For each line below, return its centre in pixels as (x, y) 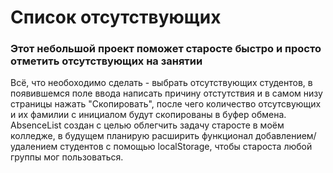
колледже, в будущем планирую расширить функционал (132, 136)
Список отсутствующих (116, 17)
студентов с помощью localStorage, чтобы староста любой (186, 147)
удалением (34, 147)
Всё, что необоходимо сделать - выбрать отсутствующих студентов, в (161, 83)
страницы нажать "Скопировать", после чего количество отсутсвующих (166, 104)
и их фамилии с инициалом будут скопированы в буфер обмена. (148, 115)
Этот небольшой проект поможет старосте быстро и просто (166, 49)
